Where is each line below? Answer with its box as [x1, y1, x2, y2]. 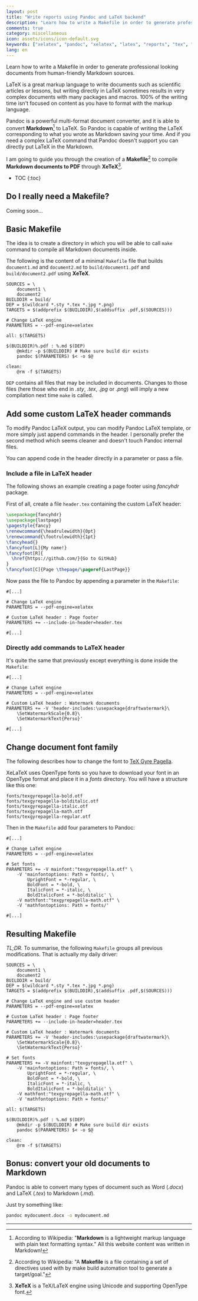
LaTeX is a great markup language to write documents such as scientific [6, 81, 181, 88]
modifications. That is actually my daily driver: [6, 951, 118, 957]
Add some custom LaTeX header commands [6, 409, 172, 419]
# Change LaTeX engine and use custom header [6, 998, 120, 1004]
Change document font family [6, 742, 118, 752]
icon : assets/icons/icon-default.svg [6, 36, 99, 42]
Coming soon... [6, 207, 43, 214]
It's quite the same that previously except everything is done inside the [6, 657, 178, 664]
